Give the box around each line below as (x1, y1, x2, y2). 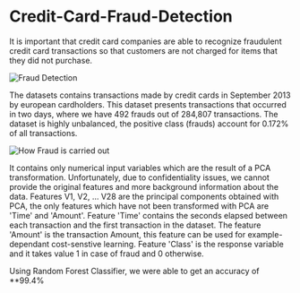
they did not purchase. (9, 55, 92, 65)
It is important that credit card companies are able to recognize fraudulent (9, 36, 282, 47)
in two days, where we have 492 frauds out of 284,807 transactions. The (9, 108, 279, 119)
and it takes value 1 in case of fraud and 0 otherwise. (9, 248, 204, 259)
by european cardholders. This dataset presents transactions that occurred (9, 99, 287, 109)
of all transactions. (9, 127, 78, 138)
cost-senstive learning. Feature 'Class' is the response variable (50, 238, 284, 249)
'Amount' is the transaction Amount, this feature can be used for (9, 228, 246, 239)
